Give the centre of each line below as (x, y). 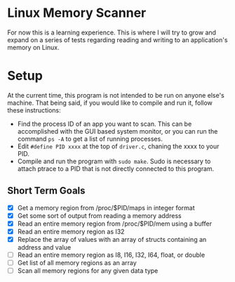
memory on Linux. (33, 47)
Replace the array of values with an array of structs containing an (112, 239)
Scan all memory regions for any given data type (88, 271)
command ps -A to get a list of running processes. (90, 139)
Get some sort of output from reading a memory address (99, 215)
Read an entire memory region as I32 (71, 231)
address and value (44, 247)
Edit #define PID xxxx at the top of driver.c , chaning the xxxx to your (118, 146)
